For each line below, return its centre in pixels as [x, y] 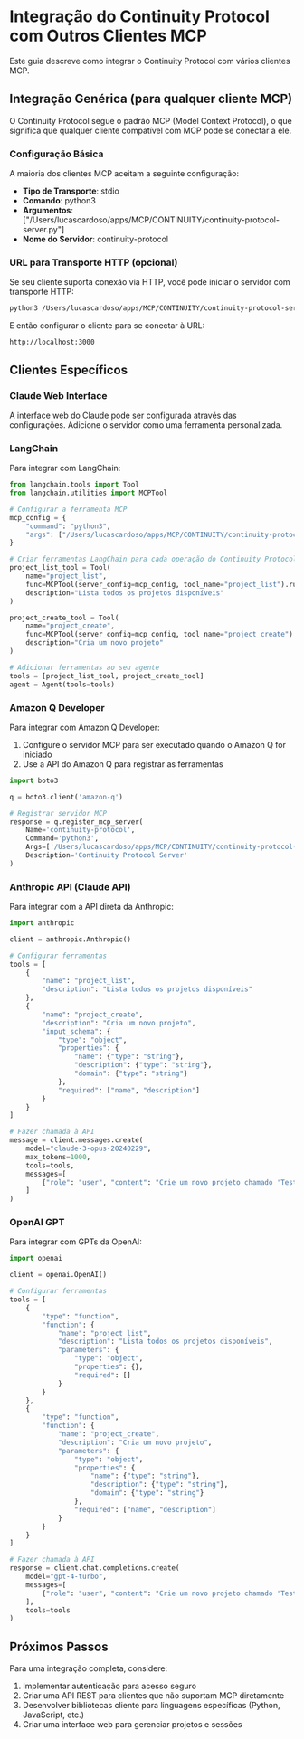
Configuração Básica [57, 154]
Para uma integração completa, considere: [89, 1668]
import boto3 [34, 780]
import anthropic [42, 923]
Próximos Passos [59, 1646]
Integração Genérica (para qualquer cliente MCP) [151, 99]
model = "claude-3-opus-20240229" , [89, 1149]
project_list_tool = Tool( [60, 568]
